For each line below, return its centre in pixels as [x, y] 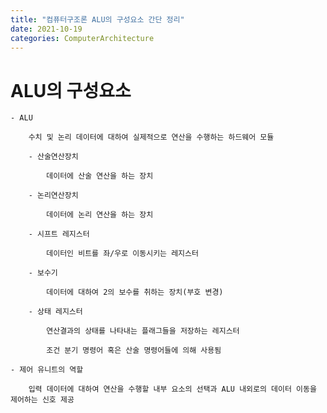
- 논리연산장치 [53, 196]
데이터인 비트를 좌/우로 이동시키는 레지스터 [122, 254]
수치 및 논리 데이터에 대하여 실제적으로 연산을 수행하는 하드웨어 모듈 [151, 137]
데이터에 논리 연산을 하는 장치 [100, 215]
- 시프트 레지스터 [59, 234]
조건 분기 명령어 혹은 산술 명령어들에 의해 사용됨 [134, 351]
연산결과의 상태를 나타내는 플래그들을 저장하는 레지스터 [143, 331]
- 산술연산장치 [53, 157]
